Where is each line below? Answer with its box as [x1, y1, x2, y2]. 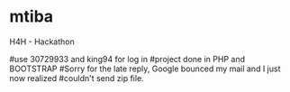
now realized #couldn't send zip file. [9, 72, 144, 83]
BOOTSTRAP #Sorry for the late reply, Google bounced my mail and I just [9, 63, 281, 74]
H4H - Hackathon [9, 36, 75, 47]
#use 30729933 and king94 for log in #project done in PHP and [9, 53, 246, 64]
